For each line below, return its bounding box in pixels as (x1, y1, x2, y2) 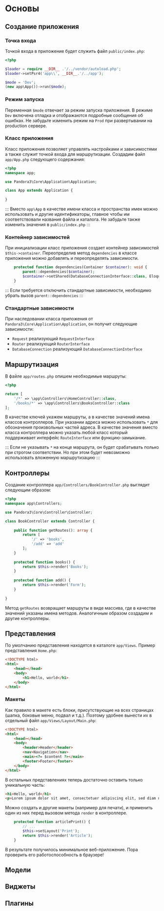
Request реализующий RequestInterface (12, 336, 95, 342)
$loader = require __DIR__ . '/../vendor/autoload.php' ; (5, 67, 121, 71)
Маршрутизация (5, 360, 59, 368)
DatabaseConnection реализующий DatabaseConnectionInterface (12, 346, 143, 352)
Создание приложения (5, 23, 79, 31)
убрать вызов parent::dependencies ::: (5, 292, 83, 298)
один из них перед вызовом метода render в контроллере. (5, 810, 128, 816)
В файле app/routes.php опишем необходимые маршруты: (5, 373, 127, 379)
